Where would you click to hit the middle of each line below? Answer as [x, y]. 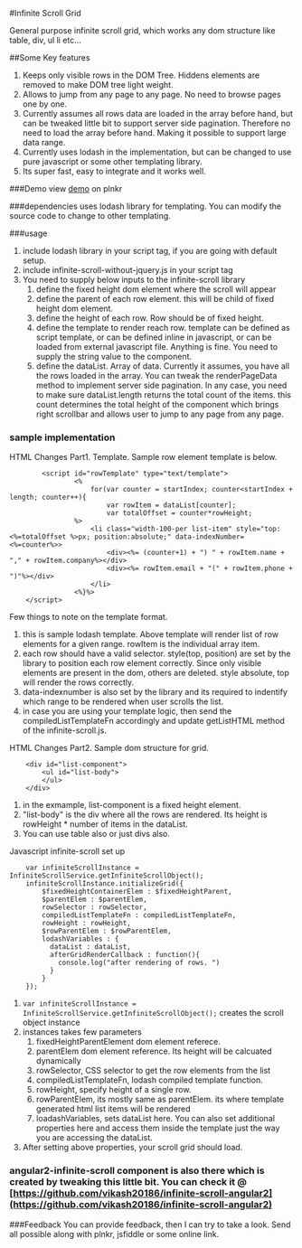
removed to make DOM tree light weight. [98, 84]
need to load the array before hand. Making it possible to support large [154, 133]
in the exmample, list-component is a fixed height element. [132, 805]
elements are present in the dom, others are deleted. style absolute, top [156, 673]
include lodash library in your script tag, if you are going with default [150, 251]
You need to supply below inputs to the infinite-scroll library [134, 280]
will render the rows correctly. [78, 682]
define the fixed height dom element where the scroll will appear [156, 289]
